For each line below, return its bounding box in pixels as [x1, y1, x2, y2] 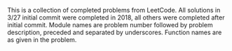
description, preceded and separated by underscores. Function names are [7, 28, 222, 36]
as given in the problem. [7, 36, 77, 44]
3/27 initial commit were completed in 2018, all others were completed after [7, 13, 225, 22]
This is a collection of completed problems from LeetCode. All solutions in [7, 6, 221, 14]
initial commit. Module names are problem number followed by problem [7, 21, 213, 29]
